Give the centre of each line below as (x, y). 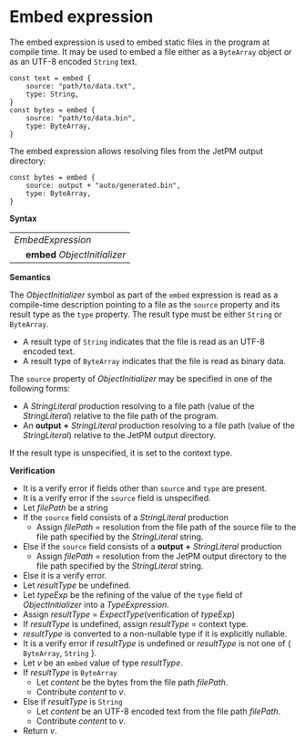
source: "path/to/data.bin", (81, 118)
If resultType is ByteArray (70, 672)
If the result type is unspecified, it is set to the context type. (121, 453)
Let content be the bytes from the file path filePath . (132, 682)
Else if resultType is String (72, 701)
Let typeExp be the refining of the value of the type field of (132, 594)
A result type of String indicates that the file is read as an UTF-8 (144, 341)
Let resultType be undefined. (77, 585)
